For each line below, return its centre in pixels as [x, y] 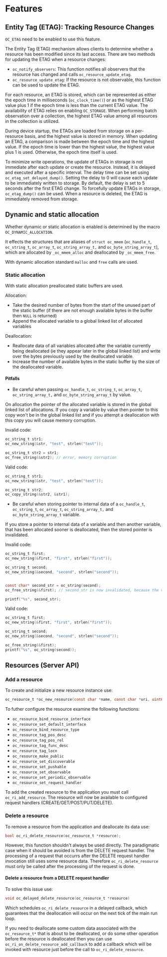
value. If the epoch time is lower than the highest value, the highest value [80, 147]
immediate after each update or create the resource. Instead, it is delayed [80, 167]
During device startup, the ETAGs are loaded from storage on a [70, 131]
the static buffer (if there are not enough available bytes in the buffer [83, 311]
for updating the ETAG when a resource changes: [56, 59]
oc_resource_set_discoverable [44, 762]
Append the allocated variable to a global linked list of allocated [77, 321]
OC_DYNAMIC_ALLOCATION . [29, 232]
